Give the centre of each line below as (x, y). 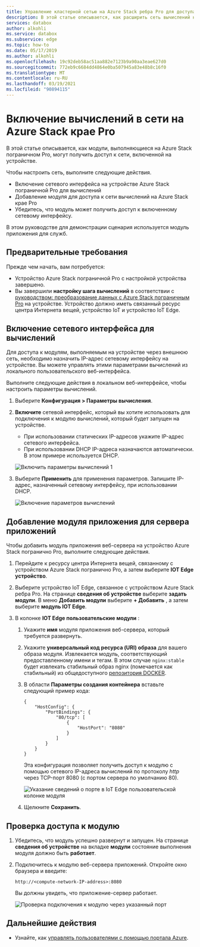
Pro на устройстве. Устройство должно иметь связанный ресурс (97, 303)
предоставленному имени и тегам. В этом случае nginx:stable (104, 661)
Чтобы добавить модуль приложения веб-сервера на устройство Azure (98, 545)
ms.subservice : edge (32, 39)
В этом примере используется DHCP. (71, 456)
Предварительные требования (67, 252)
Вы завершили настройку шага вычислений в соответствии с (94, 291)
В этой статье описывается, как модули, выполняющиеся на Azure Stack (99, 148)
